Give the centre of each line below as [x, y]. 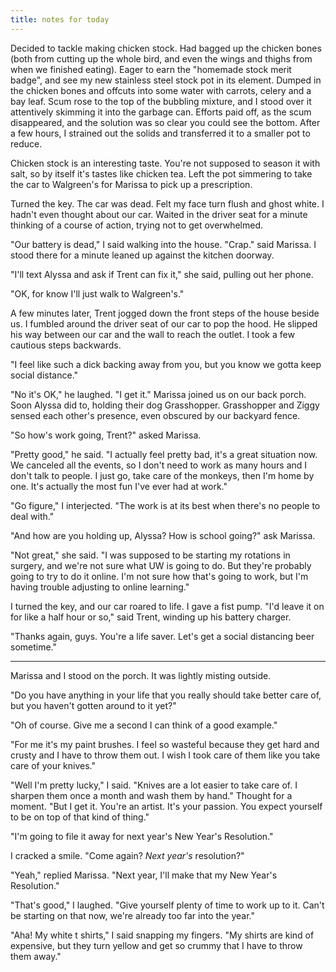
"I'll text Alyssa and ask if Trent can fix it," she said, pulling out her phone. [162, 274]
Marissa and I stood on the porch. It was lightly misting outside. [141, 675]
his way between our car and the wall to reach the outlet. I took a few [152, 334]
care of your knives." [53, 765]
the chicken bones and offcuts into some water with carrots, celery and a [161, 90]
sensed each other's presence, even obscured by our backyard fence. [155, 415]
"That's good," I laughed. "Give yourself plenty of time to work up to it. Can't [167, 905]
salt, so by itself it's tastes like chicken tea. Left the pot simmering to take [161, 173]
